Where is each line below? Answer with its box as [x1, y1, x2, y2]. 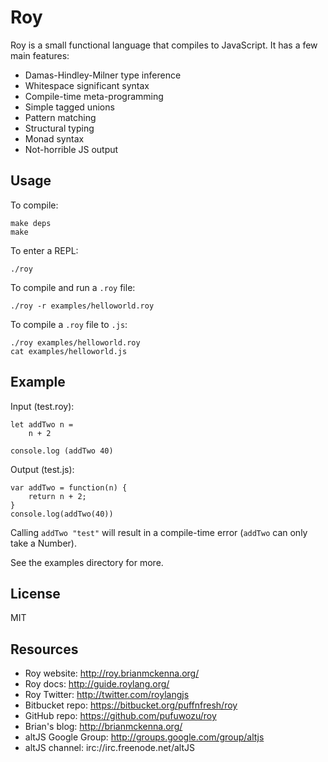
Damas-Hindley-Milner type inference [24, 69, 182, 81]
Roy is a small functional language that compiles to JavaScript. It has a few [10, 39, 318, 51]
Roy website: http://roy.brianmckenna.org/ [24, 667, 200, 680]
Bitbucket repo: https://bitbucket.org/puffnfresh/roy [24, 699, 238, 711]
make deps [10, 218, 52, 228]
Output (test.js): [10, 463, 75, 475]
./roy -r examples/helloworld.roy [10, 301, 155, 311]
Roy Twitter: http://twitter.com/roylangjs [24, 689, 190, 701]
